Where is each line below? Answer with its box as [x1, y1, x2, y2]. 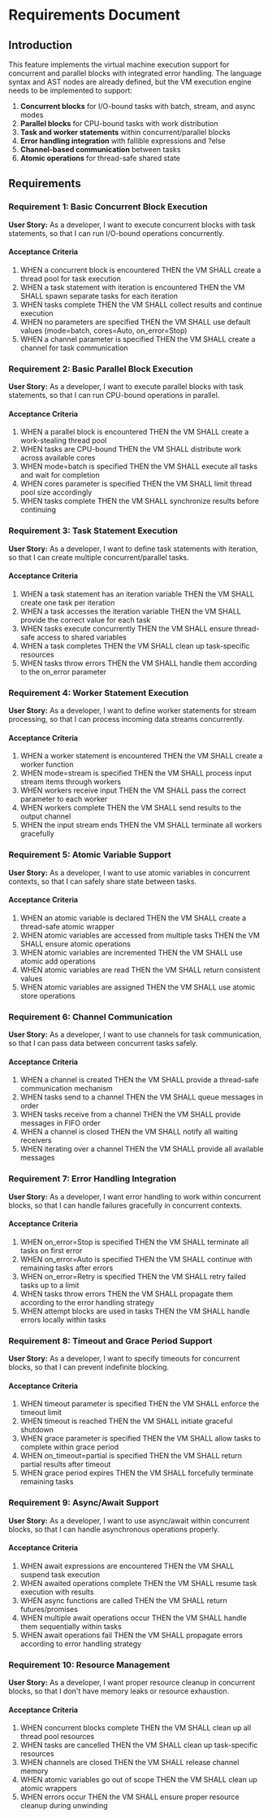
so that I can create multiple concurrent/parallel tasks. [8, 552, 189, 562]
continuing [19, 505, 57, 514]
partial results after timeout [19, 1459, 111, 1470]
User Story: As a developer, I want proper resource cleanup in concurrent [8, 1678, 256, 1688]
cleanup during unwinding [19, 1801, 108, 1811]
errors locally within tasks [19, 1314, 107, 1324]
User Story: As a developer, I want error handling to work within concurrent [8, 1191, 261, 1201]
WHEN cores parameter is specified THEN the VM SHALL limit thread [19, 479, 253, 489]
